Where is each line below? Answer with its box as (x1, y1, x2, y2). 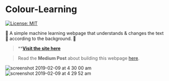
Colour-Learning (5, 4, 78, 15)
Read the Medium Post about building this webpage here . (17, 55, 139, 61)
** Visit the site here (17, 45, 61, 51)
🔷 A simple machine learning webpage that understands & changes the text (5, 30, 164, 36)
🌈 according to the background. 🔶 (5, 35, 77, 42)
